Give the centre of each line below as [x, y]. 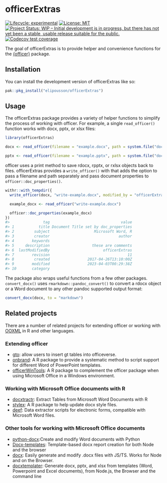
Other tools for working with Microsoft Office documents [75, 428]
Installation [23, 70]
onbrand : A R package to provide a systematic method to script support [86, 360]
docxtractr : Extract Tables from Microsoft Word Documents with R [80, 399]
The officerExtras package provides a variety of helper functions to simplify [83, 118]
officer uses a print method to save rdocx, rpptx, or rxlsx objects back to [79, 165]
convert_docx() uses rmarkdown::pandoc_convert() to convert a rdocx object [83, 284]
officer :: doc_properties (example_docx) [51, 213]
